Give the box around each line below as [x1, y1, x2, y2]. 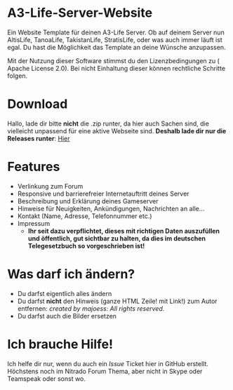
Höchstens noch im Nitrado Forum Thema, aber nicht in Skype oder [7, 367, 203, 375]
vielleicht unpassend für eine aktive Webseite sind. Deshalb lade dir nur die [7, 126, 227, 135]
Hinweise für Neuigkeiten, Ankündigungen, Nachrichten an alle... [17, 204, 205, 213]
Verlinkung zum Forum [17, 182, 84, 190]
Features [7, 159, 60, 175]
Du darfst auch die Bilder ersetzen [17, 311, 117, 320]
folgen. [7, 72, 28, 80]
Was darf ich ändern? [7, 267, 135, 282]
